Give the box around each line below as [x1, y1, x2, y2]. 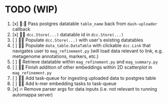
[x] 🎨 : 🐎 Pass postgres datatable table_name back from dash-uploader [12, 20, 158, 27]
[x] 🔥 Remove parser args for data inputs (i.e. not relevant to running [12, 86, 157, 92]
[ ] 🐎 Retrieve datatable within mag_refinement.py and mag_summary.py [12, 58, 158, 65]
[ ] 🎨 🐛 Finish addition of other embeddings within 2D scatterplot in [12, 64, 153, 70]
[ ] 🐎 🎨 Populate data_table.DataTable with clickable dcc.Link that [12, 42, 151, 48]
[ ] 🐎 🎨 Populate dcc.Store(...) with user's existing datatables [12, 37, 143, 43]
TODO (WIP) [5, 4, 58, 15]
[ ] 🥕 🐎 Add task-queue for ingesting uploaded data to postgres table [12, 75, 156, 81]
